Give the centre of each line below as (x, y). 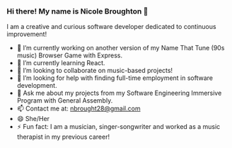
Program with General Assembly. (65, 101)
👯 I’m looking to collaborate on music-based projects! (95, 71)
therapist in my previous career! (63, 137)
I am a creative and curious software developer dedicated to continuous (111, 27)
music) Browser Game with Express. (70, 55)
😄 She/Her (33, 119)
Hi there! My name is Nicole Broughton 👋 (77, 11)
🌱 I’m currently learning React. (61, 63)
